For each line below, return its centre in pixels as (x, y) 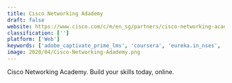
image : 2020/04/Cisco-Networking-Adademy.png (74, 53)
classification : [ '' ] (38, 33)
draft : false (26, 20)
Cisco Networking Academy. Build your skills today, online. (91, 72)
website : (20, 26)
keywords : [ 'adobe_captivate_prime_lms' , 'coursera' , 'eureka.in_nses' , (114, 46)
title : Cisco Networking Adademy (55, 13)
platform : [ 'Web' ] (33, 39)
